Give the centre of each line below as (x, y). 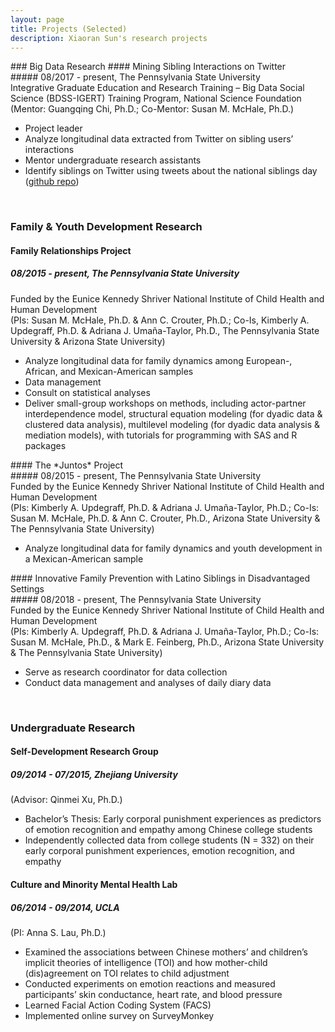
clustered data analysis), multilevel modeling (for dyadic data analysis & (172, 424)
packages (45, 445)
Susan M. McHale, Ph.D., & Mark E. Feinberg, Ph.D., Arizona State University (167, 642)
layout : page (37, 19)
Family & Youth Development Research (106, 227)
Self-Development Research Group (84, 752)
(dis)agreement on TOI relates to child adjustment (127, 973)
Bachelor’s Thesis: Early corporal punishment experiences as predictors (173, 819)
